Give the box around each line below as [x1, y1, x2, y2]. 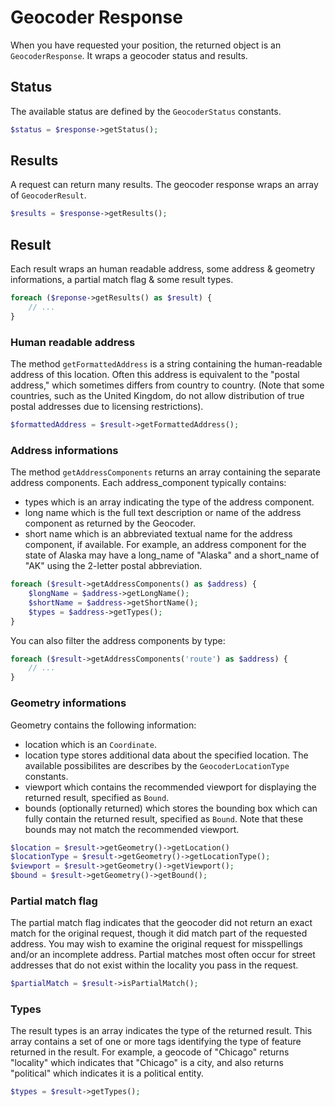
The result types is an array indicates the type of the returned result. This [10, 1025, 313, 1037]
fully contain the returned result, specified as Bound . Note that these [24, 812, 304, 825]
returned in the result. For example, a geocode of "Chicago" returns [10, 1046, 290, 1058]
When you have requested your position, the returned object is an [10, 39, 282, 51]
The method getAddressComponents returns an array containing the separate [10, 466, 321, 478]
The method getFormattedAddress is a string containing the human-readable [10, 358, 323, 370]
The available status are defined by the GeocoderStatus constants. [10, 105, 282, 117]
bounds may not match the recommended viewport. [24, 823, 240, 835]
